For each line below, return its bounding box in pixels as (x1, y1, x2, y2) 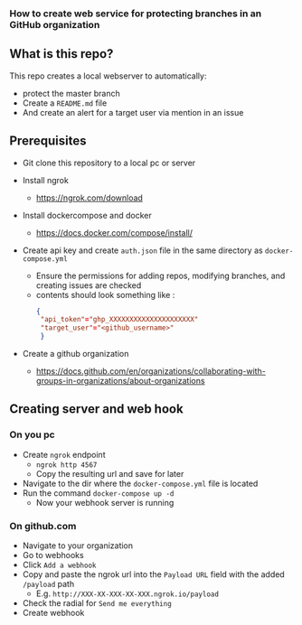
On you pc (9, 428, 56, 441)
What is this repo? (9, 46, 114, 61)
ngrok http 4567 (35, 460, 98, 470)
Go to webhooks (22, 550, 84, 561)
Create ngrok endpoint (22, 449, 106, 460)
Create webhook (22, 608, 85, 619)
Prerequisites (9, 134, 87, 149)
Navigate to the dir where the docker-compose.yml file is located (22, 478, 259, 489)
